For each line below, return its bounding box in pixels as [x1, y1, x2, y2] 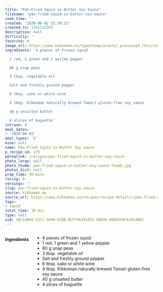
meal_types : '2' [5, 136, 38, 141]
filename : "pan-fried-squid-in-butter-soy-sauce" [5, 12, 108, 17]
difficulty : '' [5, 34, 36, 39]
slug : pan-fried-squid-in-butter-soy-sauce [5, 186, 95, 190]
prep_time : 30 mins [5, 172, 45, 177]
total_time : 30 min [5, 208, 45, 213]
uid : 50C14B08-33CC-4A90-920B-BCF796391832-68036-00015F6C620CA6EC [5, 217, 145, 222]
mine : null [5, 140, 27, 146]
